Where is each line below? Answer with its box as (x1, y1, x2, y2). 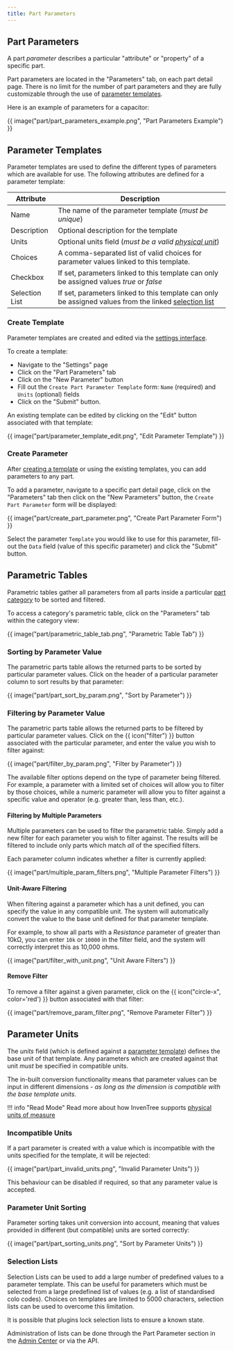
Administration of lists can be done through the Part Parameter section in (7, 1329, 216, 1337)
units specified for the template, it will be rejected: (7, 1151, 150, 1159)
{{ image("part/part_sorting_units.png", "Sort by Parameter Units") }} (7, 1239, 203, 1248)
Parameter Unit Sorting (7, 1202, 87, 1212)
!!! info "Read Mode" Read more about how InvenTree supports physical (7, 1103, 212, 1111)
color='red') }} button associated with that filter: (7, 995, 144, 1003)
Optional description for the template (58, 226, 178, 235)
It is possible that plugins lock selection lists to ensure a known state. (7, 1316, 205, 1324)
